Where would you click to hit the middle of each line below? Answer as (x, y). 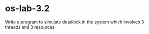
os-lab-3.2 (27, 8)
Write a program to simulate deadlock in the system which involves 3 (74, 22)
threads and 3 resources (30, 27)
